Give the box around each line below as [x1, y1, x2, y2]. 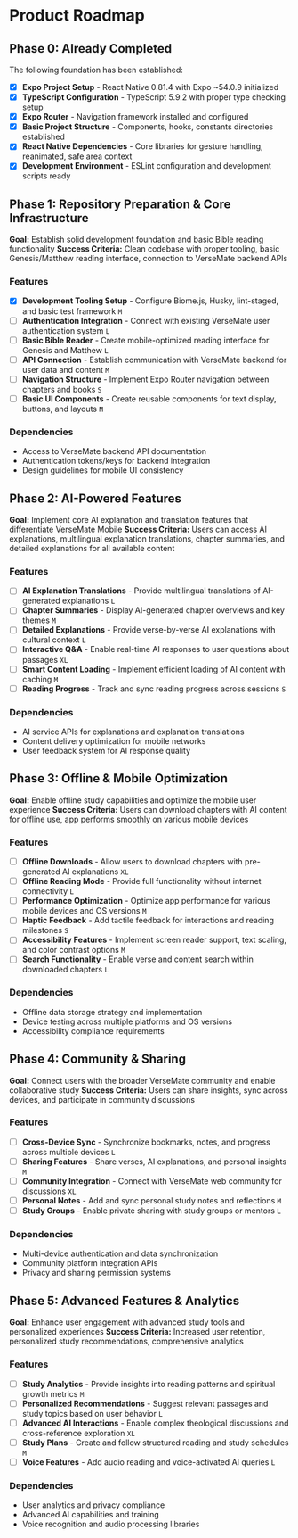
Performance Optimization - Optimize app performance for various [21, 896, 271, 906]
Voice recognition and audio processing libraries [21, 1518, 200, 1530]
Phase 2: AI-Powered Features [9, 491, 182, 506]
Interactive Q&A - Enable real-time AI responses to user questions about [21, 644, 290, 655]
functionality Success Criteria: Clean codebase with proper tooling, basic [9, 244, 280, 254]
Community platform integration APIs [21, 1258, 158, 1269]
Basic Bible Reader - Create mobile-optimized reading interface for [21, 335, 270, 345]
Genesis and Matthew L [21, 344, 109, 355]
